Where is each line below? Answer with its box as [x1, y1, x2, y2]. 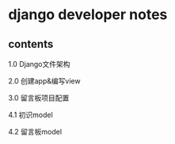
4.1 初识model [8, 110, 53, 119]
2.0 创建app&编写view [8, 76, 81, 85]
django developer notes [8, 6, 168, 24]
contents [8, 37, 54, 51]
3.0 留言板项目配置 [8, 93, 70, 103]
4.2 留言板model [8, 127, 62, 136]
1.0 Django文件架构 [8, 60, 70, 68]
